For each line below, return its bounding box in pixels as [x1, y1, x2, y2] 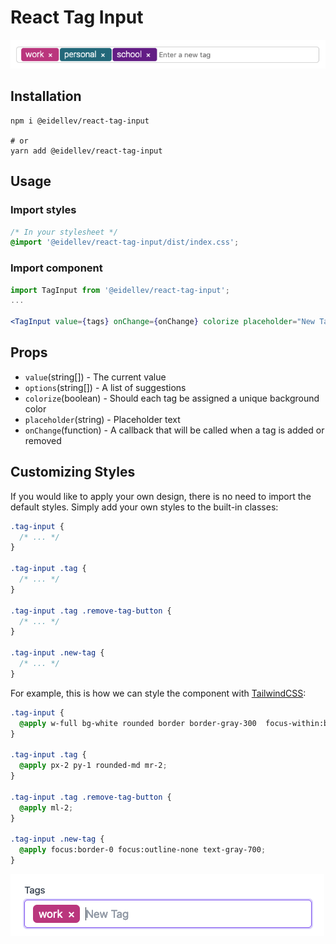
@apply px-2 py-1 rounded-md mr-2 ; [19, 761, 168, 771]
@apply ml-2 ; [19, 802, 74, 813]
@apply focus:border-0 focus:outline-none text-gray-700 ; [19, 845, 267, 855]
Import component [10, 261, 103, 275]
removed [24, 434, 62, 446]
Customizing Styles [10, 464, 136, 481]
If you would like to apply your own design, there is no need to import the [10, 490, 312, 502]
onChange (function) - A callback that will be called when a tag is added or [24, 424, 325, 436]
